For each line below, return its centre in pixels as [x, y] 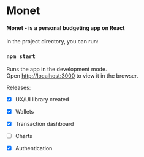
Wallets [25, 111]
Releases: [19, 87]
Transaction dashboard [44, 123]
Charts [24, 136]
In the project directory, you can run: [52, 42]
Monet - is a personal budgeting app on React [66, 27]
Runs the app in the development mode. [57, 69]
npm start [21, 57]
